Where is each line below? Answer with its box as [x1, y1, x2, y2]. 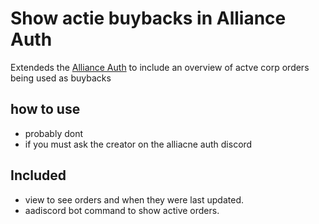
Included [10, 167, 67, 184]
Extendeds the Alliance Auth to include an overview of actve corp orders [10, 61, 310, 73]
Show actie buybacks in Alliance [10, 7, 287, 30]
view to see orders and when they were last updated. [24, 193, 245, 206]
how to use [10, 101, 81, 118]
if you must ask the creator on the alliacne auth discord [24, 138, 253, 150]
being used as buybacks [10, 72, 112, 84]
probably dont [24, 127, 84, 139]
